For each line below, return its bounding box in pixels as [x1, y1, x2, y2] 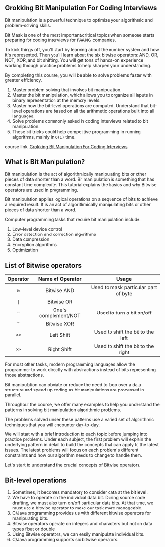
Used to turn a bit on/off [96, 310, 152, 316]
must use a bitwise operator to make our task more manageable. [12, 505, 143, 511]
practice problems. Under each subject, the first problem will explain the [5, 436, 151, 442]
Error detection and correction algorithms [12, 231, 97, 237]
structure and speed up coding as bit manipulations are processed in [5, 387, 144, 393]
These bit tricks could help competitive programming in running [12, 128, 141, 135]
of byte [115, 290, 133, 297]
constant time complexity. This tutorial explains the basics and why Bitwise [5, 181, 157, 187]
